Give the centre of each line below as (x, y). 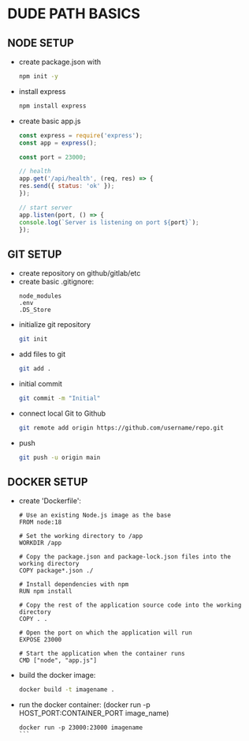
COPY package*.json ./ (56, 571)
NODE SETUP (41, 43)
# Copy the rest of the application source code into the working (130, 605)
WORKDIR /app (40, 543)
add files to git (42, 354)
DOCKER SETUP (48, 481)
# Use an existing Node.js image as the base (95, 515)
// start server (45, 207)
